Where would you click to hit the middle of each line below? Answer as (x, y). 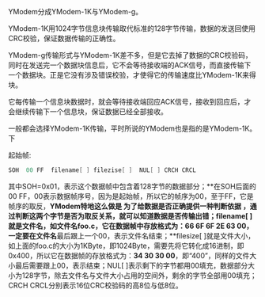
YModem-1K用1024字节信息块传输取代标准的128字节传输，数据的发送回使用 (132, 29)
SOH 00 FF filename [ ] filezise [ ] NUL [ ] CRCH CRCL (102, 170)
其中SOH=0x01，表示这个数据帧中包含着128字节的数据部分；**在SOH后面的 (132, 186)
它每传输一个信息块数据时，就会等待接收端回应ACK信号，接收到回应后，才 (130, 102)
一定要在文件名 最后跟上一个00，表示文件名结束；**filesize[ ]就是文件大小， (132, 235)
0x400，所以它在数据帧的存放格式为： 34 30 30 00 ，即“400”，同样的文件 (129, 255)
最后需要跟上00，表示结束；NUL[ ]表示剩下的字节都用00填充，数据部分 (131, 265)
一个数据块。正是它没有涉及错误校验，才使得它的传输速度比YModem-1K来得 (132, 75)
